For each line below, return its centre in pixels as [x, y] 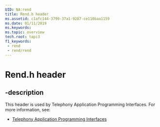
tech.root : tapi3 [23, 37]
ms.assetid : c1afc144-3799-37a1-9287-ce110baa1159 [57, 19]
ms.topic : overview [25, 32]
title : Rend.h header [27, 14]
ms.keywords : [18, 28]
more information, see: [28, 109]
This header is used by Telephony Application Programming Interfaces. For [80, 104]
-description [24, 93]
